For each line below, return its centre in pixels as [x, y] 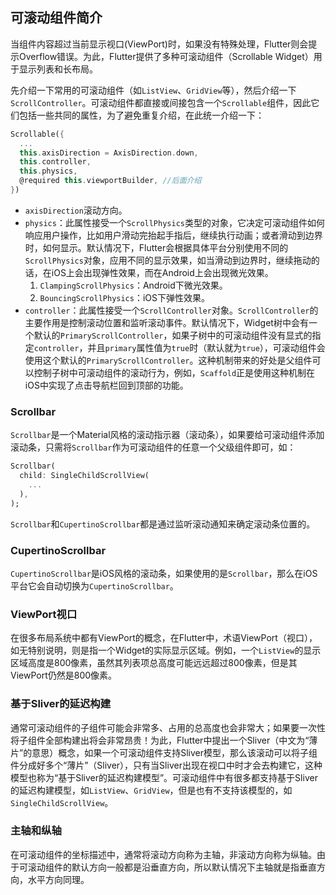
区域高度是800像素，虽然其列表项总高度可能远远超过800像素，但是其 [154, 663]
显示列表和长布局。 [58, 69]
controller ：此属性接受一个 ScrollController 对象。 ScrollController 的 [171, 310]
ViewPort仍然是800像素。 [64, 675]
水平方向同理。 [58, 879]
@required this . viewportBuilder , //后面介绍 [110, 181]
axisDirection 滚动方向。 [76, 210]
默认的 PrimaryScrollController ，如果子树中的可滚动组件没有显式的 [173, 335]
